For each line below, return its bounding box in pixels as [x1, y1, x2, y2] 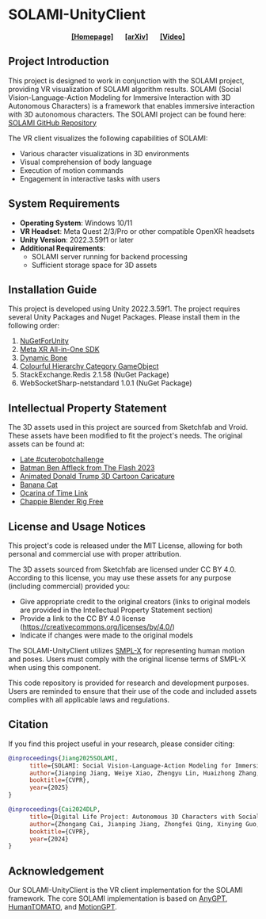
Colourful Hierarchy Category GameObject [19, 362, 159, 371]
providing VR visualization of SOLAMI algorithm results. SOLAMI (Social [8, 84, 241, 94]
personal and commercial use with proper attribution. [8, 549, 182, 558]
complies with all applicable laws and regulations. [8, 695, 170, 704]
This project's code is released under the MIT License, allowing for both [8, 541, 243, 550]
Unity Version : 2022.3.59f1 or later [19, 235, 135, 244]
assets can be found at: [8, 439, 85, 449]
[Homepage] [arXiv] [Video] [70, 32, 185, 41]
